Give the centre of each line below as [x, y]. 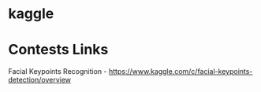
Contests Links [58, 50]
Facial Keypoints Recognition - [58, 72]
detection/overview [40, 80]
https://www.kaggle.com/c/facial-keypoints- [181, 72]
